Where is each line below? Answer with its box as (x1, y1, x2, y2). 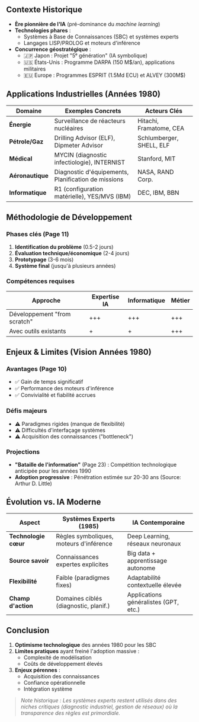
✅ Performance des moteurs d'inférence (14, 385, 114, 392)
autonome (127, 564, 156, 572)
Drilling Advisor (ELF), (54, 133, 115, 142)
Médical (9, 154, 33, 162)
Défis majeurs (6, 407, 47, 415)
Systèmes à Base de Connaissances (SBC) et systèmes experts (23, 33, 179, 40)
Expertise (91, 293, 120, 301)
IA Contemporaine (132, 518, 185, 527)
